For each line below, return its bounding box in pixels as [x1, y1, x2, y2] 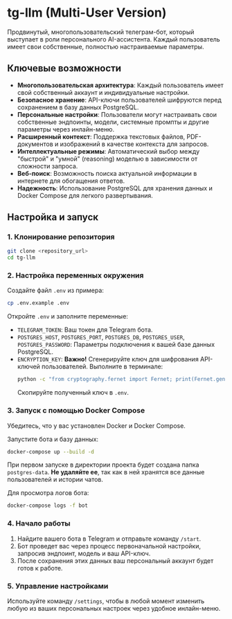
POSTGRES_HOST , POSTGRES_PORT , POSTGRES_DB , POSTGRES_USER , [17, 333, 185, 341]
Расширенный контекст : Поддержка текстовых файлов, [17, 132, 186, 141]
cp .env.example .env [7, 300, 70, 307]
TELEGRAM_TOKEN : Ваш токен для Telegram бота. [17, 325, 153, 334]
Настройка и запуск [7, 211, 99, 223]
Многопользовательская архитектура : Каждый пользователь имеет [17, 81, 224, 89]
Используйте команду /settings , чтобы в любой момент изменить [7, 597, 205, 605]
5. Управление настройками [7, 581, 109, 591]
